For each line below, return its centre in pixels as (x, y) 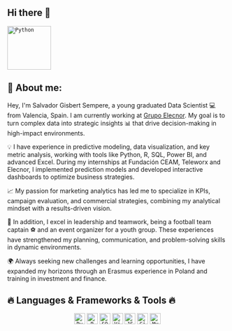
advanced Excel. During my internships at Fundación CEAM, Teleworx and (114, 162)
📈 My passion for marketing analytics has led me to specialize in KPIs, (109, 191)
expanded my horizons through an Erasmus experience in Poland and (107, 271)
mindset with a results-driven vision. (59, 208)
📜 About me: (35, 88)
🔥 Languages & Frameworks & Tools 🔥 (92, 301)
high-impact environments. (46, 133)
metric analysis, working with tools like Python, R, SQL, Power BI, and (107, 154)
